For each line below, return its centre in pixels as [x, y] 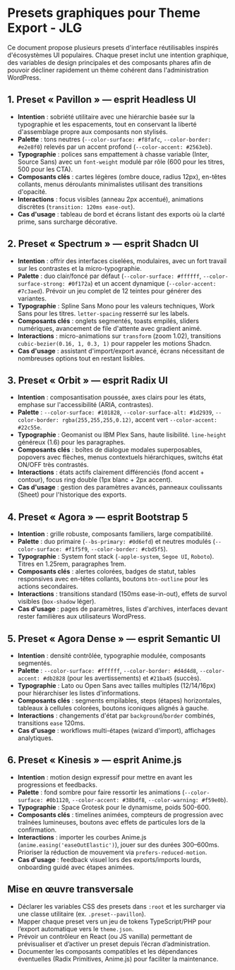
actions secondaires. [48, 586]
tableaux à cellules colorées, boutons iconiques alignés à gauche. [113, 708]
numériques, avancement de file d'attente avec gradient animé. [110, 328]
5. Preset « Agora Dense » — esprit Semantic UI [114, 639]
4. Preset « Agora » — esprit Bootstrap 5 [98, 517]
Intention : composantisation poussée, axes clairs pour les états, [112, 397]
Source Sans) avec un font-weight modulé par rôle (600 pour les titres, [121, 162]
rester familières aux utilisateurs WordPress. [82, 617]
